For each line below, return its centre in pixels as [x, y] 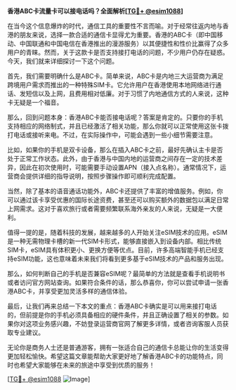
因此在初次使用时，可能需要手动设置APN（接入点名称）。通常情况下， [120, 167]
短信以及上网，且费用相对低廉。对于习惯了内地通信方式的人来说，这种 [127, 93]
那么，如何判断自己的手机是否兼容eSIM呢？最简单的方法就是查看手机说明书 [116, 274]
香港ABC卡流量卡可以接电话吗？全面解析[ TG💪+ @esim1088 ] [96, 11]
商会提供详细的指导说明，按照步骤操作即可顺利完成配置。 [96, 176]
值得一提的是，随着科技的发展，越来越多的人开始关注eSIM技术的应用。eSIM [118, 232]
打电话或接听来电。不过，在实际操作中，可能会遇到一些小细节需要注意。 [112, 135]
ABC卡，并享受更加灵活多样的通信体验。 [72, 291]
